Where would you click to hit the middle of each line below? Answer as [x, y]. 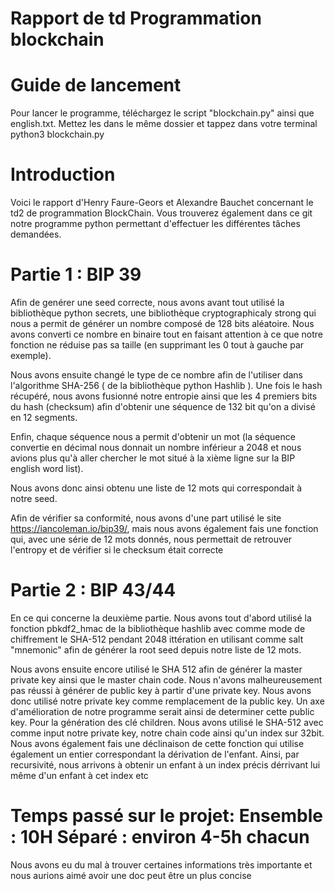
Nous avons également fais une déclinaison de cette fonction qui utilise [157, 743]
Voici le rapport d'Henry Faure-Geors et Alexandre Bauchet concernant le [162, 203]
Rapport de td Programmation [136, 18]
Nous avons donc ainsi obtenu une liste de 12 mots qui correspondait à [156, 488]
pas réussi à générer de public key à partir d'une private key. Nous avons [161, 690]
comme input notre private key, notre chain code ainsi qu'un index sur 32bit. [167, 733]
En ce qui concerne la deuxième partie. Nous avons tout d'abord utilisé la [161, 618]
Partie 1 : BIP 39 [76, 274]
